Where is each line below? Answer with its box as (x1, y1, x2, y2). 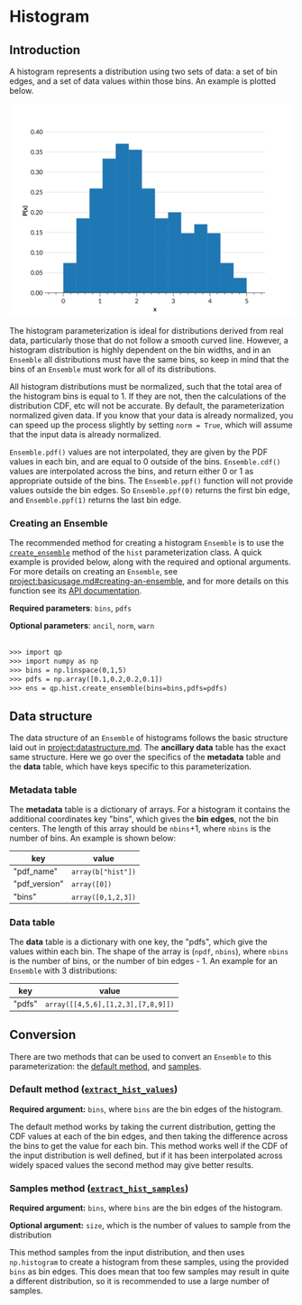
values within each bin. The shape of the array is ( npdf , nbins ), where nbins (9, 946, 289, 957)
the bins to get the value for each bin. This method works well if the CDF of (9, 1140, 288, 1151)
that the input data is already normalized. (9, 429, 162, 439)
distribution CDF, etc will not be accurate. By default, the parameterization (9, 400, 285, 411)
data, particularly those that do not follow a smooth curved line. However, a (9, 335, 288, 345)
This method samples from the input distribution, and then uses (9, 1247, 245, 1258)
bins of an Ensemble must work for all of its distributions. (9, 363, 216, 374)
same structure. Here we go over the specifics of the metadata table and (9, 751, 281, 763)
